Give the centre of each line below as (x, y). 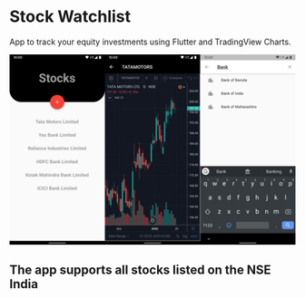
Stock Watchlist (70, 17)
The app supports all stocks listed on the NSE (140, 270)
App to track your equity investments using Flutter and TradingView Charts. (151, 42)
